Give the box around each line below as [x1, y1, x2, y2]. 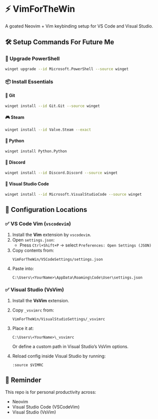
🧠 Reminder [5, 376, 42, 384]
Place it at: [12, 325, 34, 331]
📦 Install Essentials [5, 78, 53, 85]
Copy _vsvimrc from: [12, 307, 54, 313]
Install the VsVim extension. [12, 297, 69, 303]
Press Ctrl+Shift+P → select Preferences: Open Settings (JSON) [19, 242, 152, 248]
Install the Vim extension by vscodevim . [12, 232, 91, 238]
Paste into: [12, 265, 34, 271]
